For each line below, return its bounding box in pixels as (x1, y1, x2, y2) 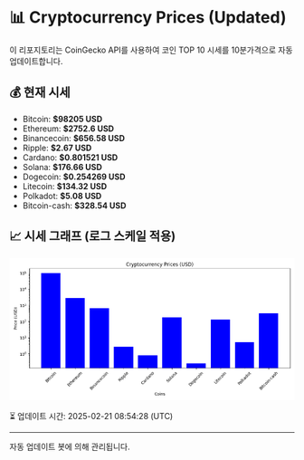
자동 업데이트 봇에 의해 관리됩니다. (9, 441, 130, 452)
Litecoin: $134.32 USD (22, 180, 108, 191)
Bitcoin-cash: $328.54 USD (22, 200, 127, 211)
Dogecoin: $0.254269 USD (22, 171, 126, 182)
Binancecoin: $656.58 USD (22, 132, 125, 143)
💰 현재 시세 (9, 85, 71, 101)
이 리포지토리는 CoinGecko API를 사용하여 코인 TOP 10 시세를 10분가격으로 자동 (9, 44, 293, 55)
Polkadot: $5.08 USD (22, 190, 102, 201)
